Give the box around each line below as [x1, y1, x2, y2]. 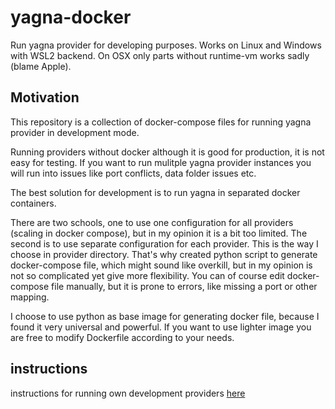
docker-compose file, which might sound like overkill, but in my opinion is [10, 259, 313, 271]
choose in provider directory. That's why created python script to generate [10, 248, 318, 260]
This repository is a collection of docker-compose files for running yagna [10, 116, 312, 128]
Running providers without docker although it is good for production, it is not [10, 146, 325, 158]
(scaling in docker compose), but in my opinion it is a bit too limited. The [10, 227, 308, 239]
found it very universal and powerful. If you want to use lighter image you [10, 321, 312, 333]
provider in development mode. [10, 126, 140, 138]
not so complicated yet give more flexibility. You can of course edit [10, 269, 285, 281]
